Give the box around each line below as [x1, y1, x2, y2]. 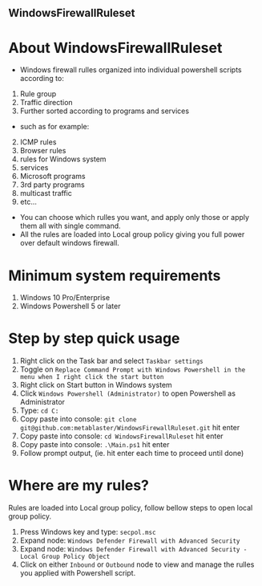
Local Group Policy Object [19, 553, 111, 561]
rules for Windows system [19, 154, 107, 164]
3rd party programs [19, 180, 86, 189]
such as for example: [19, 122, 90, 132]
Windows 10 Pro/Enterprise [19, 293, 111, 303]
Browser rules [19, 146, 67, 156]
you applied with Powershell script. [19, 568, 136, 578]
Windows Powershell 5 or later [19, 301, 121, 311]
